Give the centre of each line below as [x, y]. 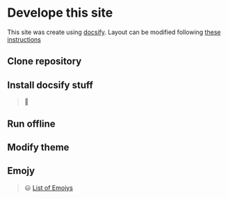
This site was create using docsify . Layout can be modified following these [114, 32]
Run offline [31, 124]
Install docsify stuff [50, 85]
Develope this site [60, 13]
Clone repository [44, 62]
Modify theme [38, 147]
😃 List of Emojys [48, 188]
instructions [24, 39]
